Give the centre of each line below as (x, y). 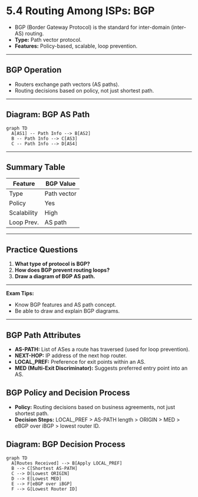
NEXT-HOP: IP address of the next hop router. (71, 356)
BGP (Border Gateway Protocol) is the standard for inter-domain (92, 27)
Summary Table (36, 167)
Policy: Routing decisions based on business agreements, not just (95, 407)
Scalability (24, 213)
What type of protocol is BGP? (52, 264)
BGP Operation (34, 70)
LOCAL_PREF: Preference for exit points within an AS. (80, 362)
